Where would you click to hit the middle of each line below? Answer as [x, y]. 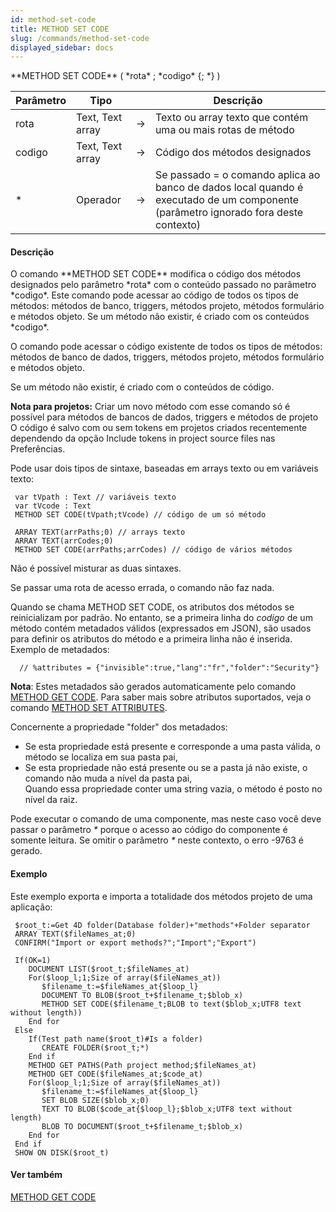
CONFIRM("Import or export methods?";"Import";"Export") [135, 942]
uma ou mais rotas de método [224, 130]
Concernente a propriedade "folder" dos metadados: [119, 727]
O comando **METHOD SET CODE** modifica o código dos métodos [156, 274]
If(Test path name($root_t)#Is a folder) [115, 1039]
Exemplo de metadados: [60, 650]
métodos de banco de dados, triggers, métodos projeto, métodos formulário [167, 357]
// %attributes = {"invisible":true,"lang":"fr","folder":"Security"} [169, 668]
